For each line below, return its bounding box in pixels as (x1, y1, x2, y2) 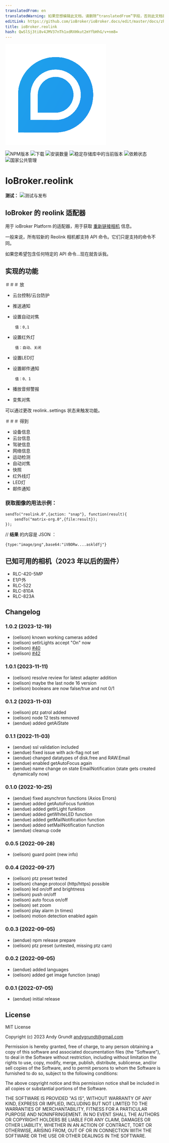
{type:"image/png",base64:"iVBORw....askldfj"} (5, 542, 107, 547)
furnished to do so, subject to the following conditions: (5, 1070, 118, 1076)
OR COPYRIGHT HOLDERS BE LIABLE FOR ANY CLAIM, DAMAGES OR (5, 1116, 151, 1123)
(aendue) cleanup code (12, 827, 61, 833)
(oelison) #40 (12, 645, 41, 651)
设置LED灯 (12, 354, 35, 360)
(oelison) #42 (12, 650, 41, 656)
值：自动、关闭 (15, 345, 42, 350)
